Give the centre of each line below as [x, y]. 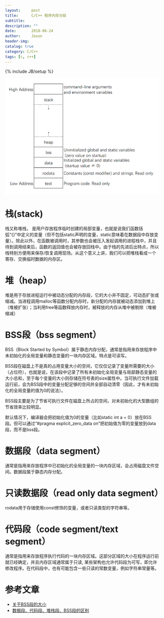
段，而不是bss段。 [24, 429]
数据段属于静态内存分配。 [39, 471]
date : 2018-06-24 [29, 31]
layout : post [23, 10]
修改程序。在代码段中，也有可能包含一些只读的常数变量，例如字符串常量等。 [82, 568]
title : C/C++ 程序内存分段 [36, 15]
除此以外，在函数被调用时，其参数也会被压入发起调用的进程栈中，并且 [86, 241]
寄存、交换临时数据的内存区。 [35, 259]
